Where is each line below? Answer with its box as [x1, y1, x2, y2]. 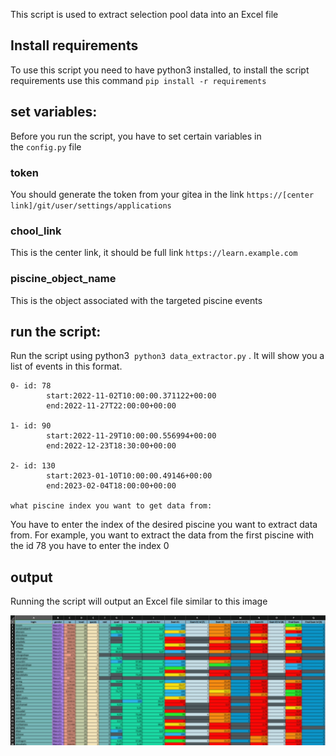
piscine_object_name [10, 272, 117, 286]
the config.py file [10, 140, 82, 153]
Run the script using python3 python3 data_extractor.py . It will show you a [10, 350, 325, 362]
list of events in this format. [10, 360, 123, 373]
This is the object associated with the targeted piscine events [10, 294, 263, 306]
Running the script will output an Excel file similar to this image [10, 595, 268, 608]
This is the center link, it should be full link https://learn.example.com [10, 247, 298, 259]
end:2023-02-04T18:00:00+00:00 [46, 481, 177, 491]
